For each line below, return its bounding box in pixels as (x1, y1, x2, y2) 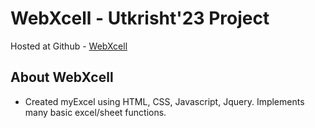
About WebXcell (10, 69, 114, 86)
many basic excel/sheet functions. (24, 106, 167, 118)
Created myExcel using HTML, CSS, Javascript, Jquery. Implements (24, 95, 305, 107)
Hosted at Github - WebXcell (10, 40, 128, 52)
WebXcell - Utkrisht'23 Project (10, 7, 270, 30)
